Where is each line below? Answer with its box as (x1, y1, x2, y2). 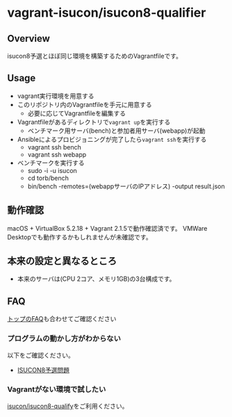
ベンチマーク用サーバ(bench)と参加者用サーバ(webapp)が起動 (27, 126, 206, 135)
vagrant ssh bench (27, 142, 82, 151)
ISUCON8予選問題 (17, 366, 70, 374)
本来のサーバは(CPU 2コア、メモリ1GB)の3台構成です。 (17, 275, 176, 283)
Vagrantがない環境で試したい (7, 384, 106, 394)
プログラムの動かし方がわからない (7, 334, 122, 343)
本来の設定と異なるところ (7, 255, 117, 267)
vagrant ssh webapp (27, 150, 87, 158)
